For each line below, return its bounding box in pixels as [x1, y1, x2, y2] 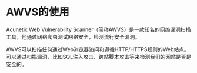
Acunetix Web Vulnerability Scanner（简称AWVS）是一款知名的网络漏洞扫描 [6, 26, 191, 33]
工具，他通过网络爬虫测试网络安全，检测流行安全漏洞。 [6, 33, 140, 40]
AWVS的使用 [6, 5, 69, 19]
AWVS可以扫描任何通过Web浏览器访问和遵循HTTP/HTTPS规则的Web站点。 [6, 45, 189, 53]
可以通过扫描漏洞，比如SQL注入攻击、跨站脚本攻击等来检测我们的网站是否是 [6, 53, 192, 60]
